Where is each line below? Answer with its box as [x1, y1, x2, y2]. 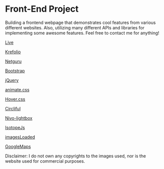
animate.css [5, 86, 30, 92]
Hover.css [5, 96, 25, 102]
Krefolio [5, 49, 21, 55]
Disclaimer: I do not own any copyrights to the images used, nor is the [5, 153, 146, 159]
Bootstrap [5, 67, 25, 74]
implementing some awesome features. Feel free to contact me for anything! [5, 30, 160, 36]
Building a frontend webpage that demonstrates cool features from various [5, 20, 156, 25]
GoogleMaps [5, 143, 31, 149]
